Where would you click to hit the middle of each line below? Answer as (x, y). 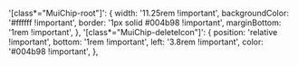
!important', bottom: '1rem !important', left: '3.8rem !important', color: (136, 42)
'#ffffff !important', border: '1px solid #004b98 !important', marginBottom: (145, 23)
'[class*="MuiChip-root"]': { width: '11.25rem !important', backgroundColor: (149, 13)
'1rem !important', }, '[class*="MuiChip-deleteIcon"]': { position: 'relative (143, 32)
